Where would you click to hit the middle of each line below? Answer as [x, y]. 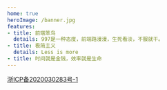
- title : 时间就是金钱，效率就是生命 [55, 59]
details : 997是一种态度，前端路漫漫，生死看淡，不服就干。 [88, 39]
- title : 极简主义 [32, 46]
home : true [23, 13]
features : [21, 26]
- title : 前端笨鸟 [32, 33]
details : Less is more [46, 53]
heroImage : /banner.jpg [41, 20]
